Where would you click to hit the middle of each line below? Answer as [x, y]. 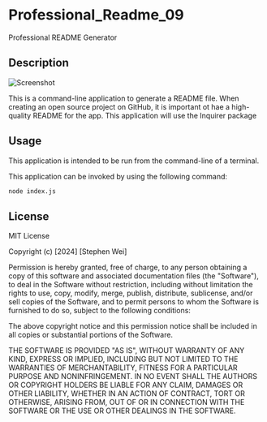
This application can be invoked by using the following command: [118, 176]
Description [39, 63]
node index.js [32, 191]
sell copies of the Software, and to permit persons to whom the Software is [134, 302]
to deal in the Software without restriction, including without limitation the [131, 285]
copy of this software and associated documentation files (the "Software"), [134, 276]
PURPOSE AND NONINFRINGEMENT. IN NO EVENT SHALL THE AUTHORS [133, 377]
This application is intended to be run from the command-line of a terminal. [134, 161]
